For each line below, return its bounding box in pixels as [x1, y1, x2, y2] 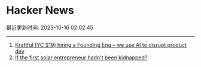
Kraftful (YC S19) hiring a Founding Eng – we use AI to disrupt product [14, 41, 187, 48]
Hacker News [6, 4, 75, 17]
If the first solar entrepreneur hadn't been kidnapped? [14, 54, 148, 61]
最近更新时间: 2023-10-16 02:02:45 [6, 24, 94, 31]
